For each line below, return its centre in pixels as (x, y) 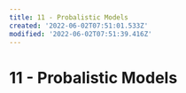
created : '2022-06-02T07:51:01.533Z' (79, 26)
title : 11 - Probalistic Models (69, 17)
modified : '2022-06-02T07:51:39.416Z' (81, 34)
